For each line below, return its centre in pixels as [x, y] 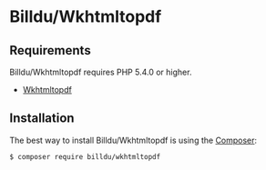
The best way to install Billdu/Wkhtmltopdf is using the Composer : [133, 140]
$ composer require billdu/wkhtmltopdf [85, 156]
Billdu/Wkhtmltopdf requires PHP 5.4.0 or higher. [101, 72]
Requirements [50, 50]
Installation [42, 119]
